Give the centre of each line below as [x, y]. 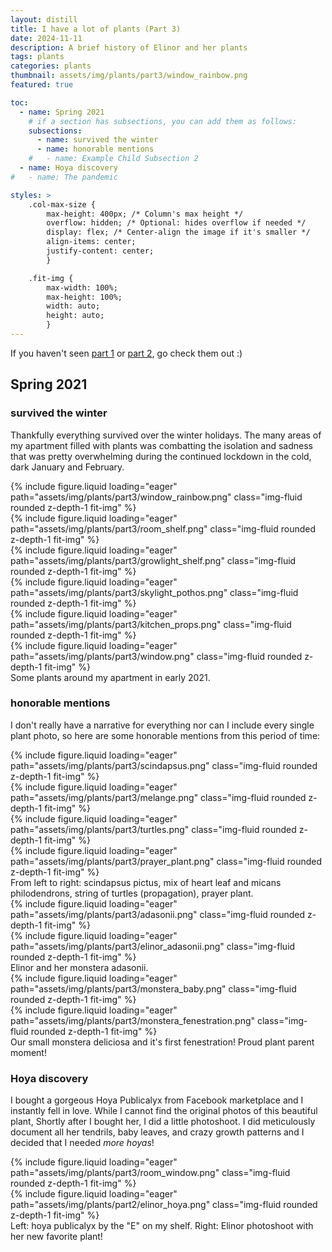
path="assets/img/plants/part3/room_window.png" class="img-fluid [150, 1173]
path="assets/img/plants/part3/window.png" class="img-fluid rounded [156, 656]
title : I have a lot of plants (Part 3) [96, 29]
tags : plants [37, 57]
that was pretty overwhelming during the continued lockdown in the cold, [161, 456]
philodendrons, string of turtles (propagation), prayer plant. [132, 893]
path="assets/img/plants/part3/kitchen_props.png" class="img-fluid [151, 624]
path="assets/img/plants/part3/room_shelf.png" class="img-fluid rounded [163, 528]
